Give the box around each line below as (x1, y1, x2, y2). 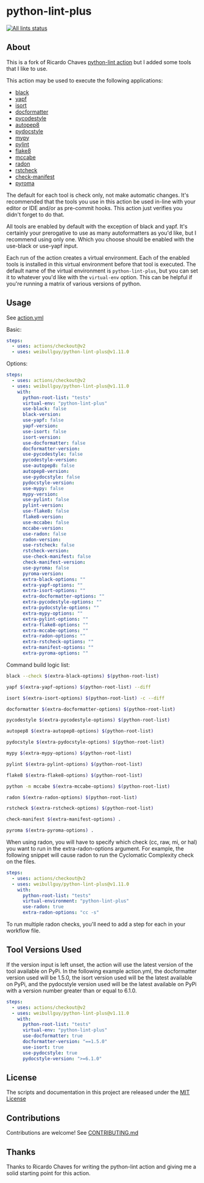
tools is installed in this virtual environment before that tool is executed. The (6, 260, 196, 268)
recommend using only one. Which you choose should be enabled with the (6, 235, 194, 243)
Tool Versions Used (6, 945, 82, 955)
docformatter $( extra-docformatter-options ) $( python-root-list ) (6, 706, 175, 712)
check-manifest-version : (22, 559, 86, 566)
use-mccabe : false (22, 519, 69, 526)
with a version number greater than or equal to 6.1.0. (6, 987, 137, 994)
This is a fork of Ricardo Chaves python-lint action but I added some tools (6, 58, 192, 65)
